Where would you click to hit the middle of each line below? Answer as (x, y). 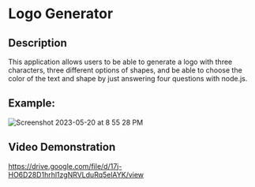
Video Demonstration (62, 147)
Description (37, 43)
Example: (32, 103)
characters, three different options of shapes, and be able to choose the (125, 70)
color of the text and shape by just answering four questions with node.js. (128, 79)
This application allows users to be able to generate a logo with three (120, 62)
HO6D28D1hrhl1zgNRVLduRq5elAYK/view (76, 174)
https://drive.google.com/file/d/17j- (65, 166)
